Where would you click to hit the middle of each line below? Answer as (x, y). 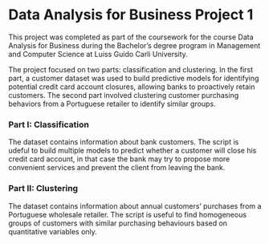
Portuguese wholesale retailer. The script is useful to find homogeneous (128, 214)
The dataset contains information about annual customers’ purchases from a (135, 205)
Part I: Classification (49, 124)
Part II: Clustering (43, 189)
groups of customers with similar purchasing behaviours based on (118, 223)
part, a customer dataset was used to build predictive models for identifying (134, 78)
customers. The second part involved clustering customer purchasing (124, 95)
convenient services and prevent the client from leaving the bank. (117, 168)
